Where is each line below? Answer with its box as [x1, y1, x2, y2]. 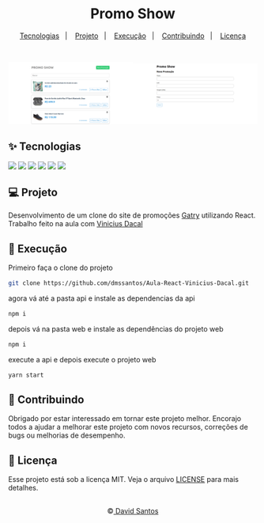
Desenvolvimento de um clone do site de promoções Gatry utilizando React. [8, 210, 256, 220]
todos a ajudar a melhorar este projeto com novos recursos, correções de [8, 423, 249, 432]
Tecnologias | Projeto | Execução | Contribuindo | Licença [19, 31, 247, 40]
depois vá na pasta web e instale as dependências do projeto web [8, 324, 224, 333]
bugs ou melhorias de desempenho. [8, 430, 126, 440]
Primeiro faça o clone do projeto [8, 263, 113, 273]
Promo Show [90, 5, 175, 23]
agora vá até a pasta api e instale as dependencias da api [8, 294, 195, 303]
